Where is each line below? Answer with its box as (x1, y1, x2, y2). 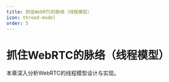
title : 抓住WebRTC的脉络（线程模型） (6, 9, 92, 15)
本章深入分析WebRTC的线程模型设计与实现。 (6, 69, 120, 77)
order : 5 (6, 20, 29, 26)
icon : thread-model (6, 15, 56, 21)
